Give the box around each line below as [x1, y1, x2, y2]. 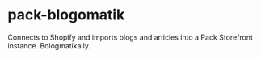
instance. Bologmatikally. [7, 40, 91, 50]
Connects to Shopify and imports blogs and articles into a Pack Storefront [7, 32, 254, 42]
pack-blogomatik [7, 6, 125, 24]
